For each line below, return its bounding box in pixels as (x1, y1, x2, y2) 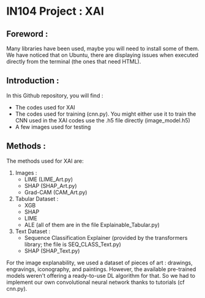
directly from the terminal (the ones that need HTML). (6, 58, 141, 65)
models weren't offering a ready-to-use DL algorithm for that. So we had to (6, 272, 196, 279)
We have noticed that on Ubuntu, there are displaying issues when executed (6, 51, 199, 59)
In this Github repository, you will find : (6, 92, 103, 99)
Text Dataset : (15, 228, 51, 235)
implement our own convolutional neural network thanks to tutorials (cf (6, 278, 185, 286)
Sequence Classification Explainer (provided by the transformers (24, 234, 188, 241)
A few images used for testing (15, 123, 91, 130)
